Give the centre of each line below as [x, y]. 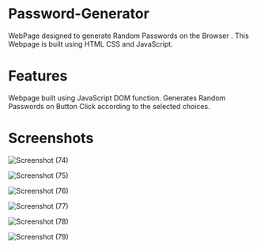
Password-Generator [79, 14]
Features [38, 76]
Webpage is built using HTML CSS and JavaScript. [91, 43]
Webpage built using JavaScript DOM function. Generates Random [117, 98]
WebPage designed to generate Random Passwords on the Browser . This [128, 36]
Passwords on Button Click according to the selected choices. [110, 106]
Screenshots [51, 138]
